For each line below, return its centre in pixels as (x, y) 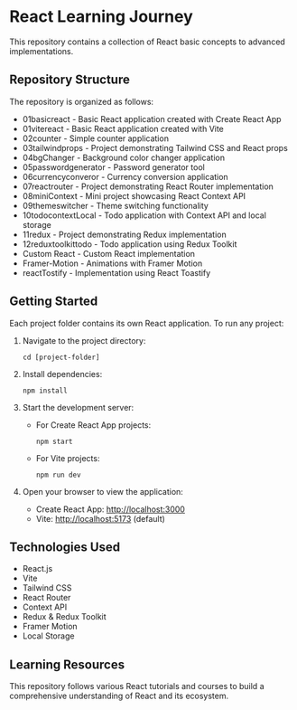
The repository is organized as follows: (82, 101)
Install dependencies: (62, 374)
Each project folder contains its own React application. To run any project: (147, 323)
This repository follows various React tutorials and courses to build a (137, 686)
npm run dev (58, 475)
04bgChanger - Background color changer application (124, 157)
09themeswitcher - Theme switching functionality (116, 205)
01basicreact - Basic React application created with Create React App (152, 118)
